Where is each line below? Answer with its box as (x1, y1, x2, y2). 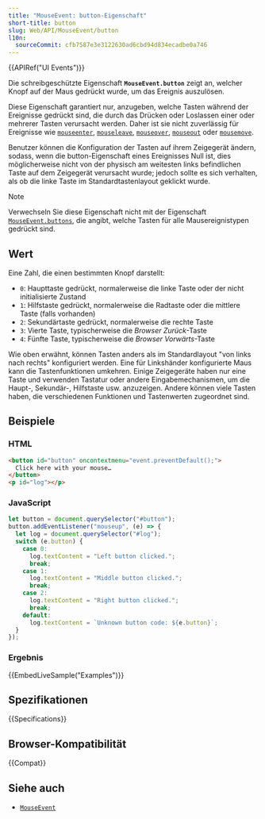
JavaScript (8, 498, 52, 509)
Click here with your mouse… (15, 463, 112, 472)
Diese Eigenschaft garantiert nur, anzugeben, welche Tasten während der (8, 102, 249, 112)
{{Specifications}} (8, 714, 67, 724)
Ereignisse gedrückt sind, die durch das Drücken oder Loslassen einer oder (8, 110, 255, 120)
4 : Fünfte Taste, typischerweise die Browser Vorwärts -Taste (19, 334, 216, 344)
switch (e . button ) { (15, 537, 83, 546)
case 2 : (22, 589, 48, 598)
